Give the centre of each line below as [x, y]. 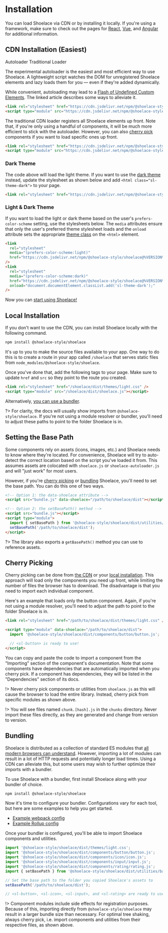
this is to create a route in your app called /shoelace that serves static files [82, 357]
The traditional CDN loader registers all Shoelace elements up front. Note [80, 121]
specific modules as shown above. [41, 699]
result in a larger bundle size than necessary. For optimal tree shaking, [77, 914]
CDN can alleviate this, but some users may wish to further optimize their [80, 764]
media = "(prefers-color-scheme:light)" [50, 253]
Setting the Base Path [39, 438]
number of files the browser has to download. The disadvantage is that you [82, 586]
